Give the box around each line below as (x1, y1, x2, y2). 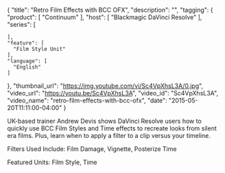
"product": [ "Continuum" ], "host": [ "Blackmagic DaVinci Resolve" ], (7, 13, 202, 21)
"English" (13, 64, 41, 71)
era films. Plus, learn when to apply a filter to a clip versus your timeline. (7, 132, 211, 139)
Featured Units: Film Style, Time (7, 158, 97, 166)
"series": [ (7, 21, 36, 28)
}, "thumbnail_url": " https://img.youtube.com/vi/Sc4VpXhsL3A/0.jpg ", (7, 82, 204, 90)
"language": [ (7, 58, 48, 65)
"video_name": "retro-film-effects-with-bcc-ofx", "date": (7, 96, 167, 104)
